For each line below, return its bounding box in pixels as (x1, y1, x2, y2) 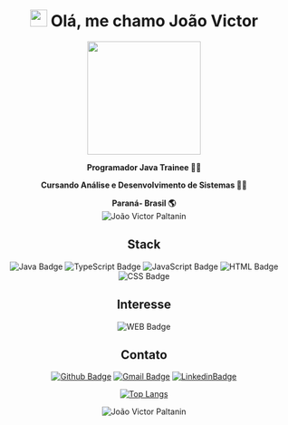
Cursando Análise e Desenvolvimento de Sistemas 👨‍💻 (41, 179, 247, 190)
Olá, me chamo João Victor (50, 11, 259, 32)
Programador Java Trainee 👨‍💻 (86, 161, 202, 172)
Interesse (117, 297, 171, 313)
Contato (120, 347, 168, 362)
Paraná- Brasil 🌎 (111, 198, 177, 208)
